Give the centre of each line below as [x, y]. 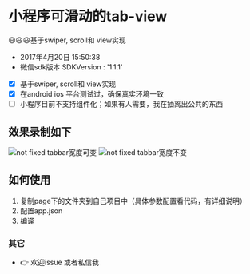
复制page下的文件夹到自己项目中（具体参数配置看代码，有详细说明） [133, 201]
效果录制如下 [40, 131]
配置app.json [41, 210]
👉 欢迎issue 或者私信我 [60, 262]
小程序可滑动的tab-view [88, 16]
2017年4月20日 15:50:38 [60, 57]
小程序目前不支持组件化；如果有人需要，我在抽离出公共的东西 [121, 104]
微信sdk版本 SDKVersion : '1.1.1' [71, 67]
